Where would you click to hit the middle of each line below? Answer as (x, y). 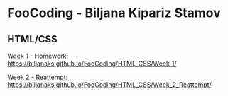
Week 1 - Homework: (38, 56)
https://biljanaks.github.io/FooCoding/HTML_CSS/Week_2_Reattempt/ (109, 85)
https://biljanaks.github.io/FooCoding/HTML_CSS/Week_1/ (92, 64)
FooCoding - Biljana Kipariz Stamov (114, 13)
